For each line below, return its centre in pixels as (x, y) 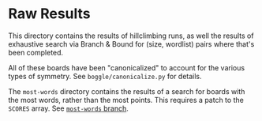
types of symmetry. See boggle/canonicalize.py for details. (105, 76)
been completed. (36, 52)
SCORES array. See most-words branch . (68, 108)
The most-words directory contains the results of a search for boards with (127, 91)
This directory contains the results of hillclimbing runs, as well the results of (131, 36)
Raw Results (49, 14)
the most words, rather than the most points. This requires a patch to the (126, 100)
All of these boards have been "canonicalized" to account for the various (127, 67)
